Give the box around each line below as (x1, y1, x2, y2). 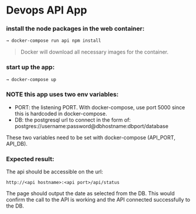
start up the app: (6, 63, 55, 71)
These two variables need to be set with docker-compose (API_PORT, (6, 133, 175, 141)
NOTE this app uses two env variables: (6, 91, 119, 99)
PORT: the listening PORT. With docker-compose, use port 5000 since (14, 103, 185, 111)
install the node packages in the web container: (6, 25, 145, 33)
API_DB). (6, 140, 28, 147)
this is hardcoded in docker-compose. (14, 110, 107, 117)
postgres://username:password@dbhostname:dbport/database (14, 122, 169, 129)
